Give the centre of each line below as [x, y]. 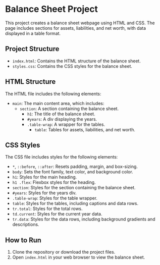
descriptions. [26, 224]
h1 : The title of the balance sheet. [61, 114]
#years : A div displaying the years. [62, 119]
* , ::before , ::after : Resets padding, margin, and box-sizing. [75, 166]
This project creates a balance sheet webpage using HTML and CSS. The [80, 23]
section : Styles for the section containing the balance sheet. [74, 188]
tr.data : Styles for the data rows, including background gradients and [84, 219]
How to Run [23, 240]
